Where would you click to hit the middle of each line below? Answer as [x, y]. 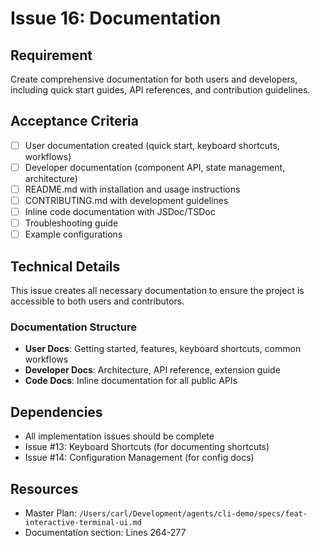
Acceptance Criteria [74, 121]
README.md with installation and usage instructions [132, 189]
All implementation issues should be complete [119, 436]
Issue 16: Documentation [116, 18]
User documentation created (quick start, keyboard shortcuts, [152, 145]
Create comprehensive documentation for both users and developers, [154, 79]
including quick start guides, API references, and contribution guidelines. [160, 90]
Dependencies [56, 412]
